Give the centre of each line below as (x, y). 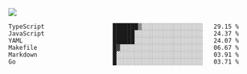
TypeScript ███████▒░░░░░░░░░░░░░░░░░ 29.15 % (124, 27)
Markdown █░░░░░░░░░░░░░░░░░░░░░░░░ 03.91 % (124, 55)
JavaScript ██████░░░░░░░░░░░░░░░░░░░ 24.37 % (124, 34)
